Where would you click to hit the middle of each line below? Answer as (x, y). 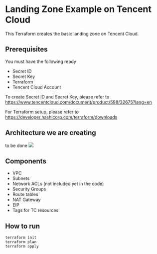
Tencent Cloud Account (37, 87)
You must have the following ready (41, 61)
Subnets (21, 178)
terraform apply (22, 246)
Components (26, 161)
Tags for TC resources (35, 210)
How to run (23, 226)
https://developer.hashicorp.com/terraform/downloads (61, 117)
